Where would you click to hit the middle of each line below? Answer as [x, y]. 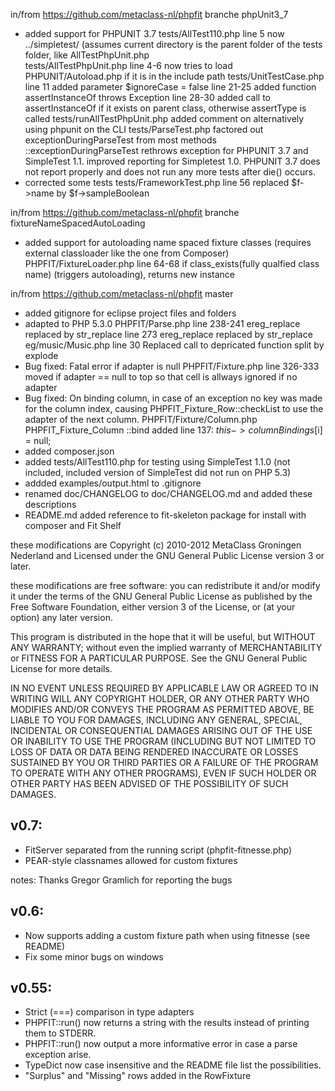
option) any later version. [61, 617]
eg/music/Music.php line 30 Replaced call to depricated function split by [174, 345]
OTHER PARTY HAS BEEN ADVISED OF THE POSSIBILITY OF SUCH [149, 783]
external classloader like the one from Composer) [127, 253]
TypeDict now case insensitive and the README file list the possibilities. [173, 1065]
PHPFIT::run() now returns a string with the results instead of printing [167, 1023]
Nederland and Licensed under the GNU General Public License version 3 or [167, 555]
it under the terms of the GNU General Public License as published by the [161, 596]
